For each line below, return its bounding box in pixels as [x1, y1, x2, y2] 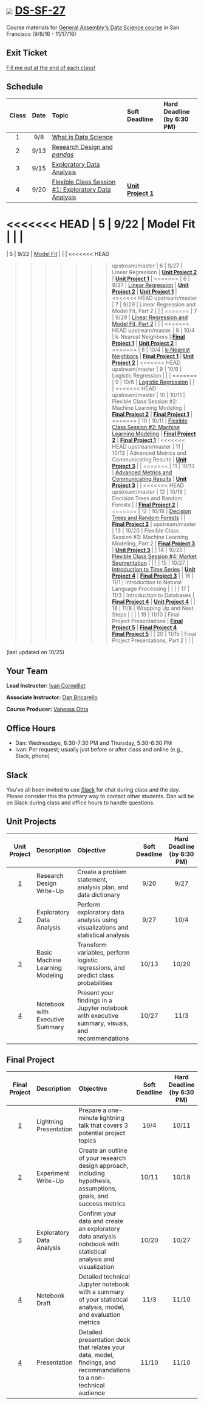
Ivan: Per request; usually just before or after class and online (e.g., [15, 746, 183, 753]
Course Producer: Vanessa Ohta [6, 706, 89, 713]
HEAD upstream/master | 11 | [112, 443, 184, 450]
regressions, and [76, 963, 125, 972]
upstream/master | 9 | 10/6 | [112, 365, 182, 373]
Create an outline [78, 1146, 127, 1155]
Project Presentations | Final [112, 617, 183, 624]
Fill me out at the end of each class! [6, 64, 96, 71]
